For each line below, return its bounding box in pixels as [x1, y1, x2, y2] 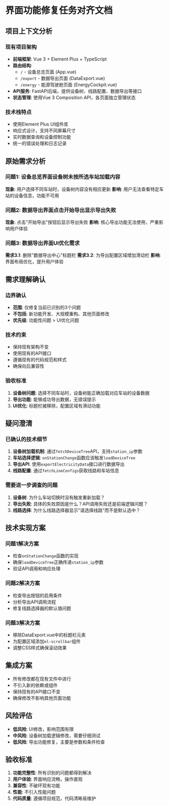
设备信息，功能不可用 [14, 192, 59, 198]
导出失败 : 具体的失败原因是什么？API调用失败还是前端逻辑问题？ [12, 500, 148, 507]
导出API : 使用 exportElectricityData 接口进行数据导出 [12, 461, 125, 467]
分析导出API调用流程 [12, 598, 56, 605]
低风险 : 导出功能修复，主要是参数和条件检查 [12, 739, 105, 745]
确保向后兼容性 [12, 363, 44, 369]
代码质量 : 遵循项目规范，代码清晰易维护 [12, 795, 96, 801]
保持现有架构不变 [12, 344, 49, 350]
